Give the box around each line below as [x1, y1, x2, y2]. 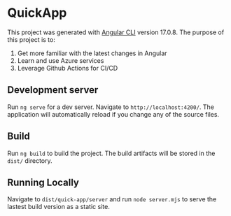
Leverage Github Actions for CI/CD [17, 64, 118, 72]
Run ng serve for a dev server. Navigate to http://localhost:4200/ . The [7, 103, 215, 111]
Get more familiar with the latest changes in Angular [17, 49, 167, 57]
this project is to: [7, 35, 56, 43]
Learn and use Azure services [17, 56, 104, 64]
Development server [7, 84, 99, 96]
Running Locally [7, 176, 79, 188]
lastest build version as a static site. [7, 203, 110, 211]
